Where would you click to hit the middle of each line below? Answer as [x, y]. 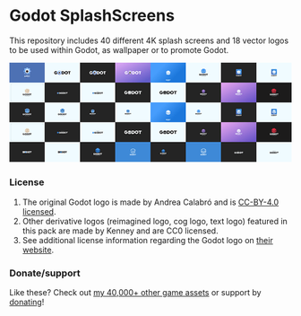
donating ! [27, 302]
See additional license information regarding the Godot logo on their [147, 240]
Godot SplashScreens [92, 16]
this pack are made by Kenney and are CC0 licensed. [120, 231]
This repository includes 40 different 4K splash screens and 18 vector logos [149, 40]
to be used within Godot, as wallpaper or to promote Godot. [119, 49]
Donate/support [45, 273]
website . [38, 250]
